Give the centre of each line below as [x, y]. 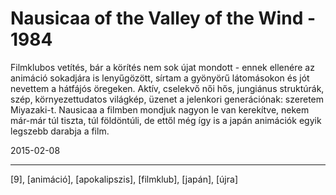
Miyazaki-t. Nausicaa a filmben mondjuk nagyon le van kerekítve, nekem [160, 109]
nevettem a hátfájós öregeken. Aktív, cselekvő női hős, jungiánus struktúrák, [167, 88]
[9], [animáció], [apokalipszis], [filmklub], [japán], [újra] [124, 179]
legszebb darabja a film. [60, 131]
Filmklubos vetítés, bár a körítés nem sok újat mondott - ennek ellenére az [162, 67]
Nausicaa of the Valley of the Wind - [163, 18]
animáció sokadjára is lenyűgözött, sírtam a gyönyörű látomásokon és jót [160, 78]
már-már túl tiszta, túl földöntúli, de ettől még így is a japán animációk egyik [166, 120]
